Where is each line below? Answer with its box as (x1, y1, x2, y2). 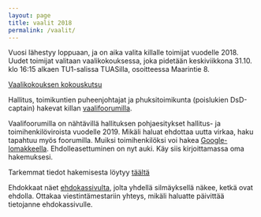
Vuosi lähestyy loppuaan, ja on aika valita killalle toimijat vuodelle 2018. (8, 48, 239, 58)
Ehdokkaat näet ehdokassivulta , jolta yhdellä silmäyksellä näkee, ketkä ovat (8, 183, 254, 193)
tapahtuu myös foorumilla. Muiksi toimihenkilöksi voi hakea (8, 136, 199, 145)
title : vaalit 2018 (8, 19, 73, 27)
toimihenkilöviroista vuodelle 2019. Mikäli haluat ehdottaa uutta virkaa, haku (8, 127, 254, 137)
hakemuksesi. (8, 152, 54, 162)
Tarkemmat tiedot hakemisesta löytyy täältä (8, 167, 150, 178)
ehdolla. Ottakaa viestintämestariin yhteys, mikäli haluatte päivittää (8, 191, 225, 201)
